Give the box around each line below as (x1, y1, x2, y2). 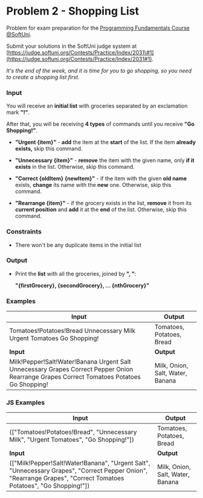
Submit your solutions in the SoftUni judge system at (6, 42, 137, 50)
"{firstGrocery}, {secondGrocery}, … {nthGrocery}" (14, 281, 150, 289)
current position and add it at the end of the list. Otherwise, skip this (14, 206, 187, 213)
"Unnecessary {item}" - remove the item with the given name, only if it (14, 157, 195, 164)
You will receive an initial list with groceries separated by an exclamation (6, 102, 188, 110)
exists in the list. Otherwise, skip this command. (14, 163, 135, 171)
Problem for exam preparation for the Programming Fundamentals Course (6, 24, 190, 31)
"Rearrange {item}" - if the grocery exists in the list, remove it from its (14, 200, 192, 207)
